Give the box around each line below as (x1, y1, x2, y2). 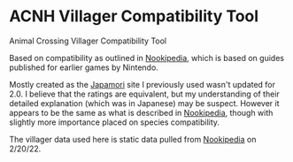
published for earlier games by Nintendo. (9, 62, 159, 73)
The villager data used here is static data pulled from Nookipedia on (9, 134, 257, 144)
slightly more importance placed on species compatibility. (9, 117, 220, 127)
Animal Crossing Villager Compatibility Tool (9, 35, 166, 46)
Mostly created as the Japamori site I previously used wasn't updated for (9, 79, 276, 89)
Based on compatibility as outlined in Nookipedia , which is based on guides (9, 52, 285, 63)
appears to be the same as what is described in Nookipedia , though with (9, 107, 274, 118)
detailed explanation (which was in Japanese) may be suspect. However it (9, 97, 281, 108)
